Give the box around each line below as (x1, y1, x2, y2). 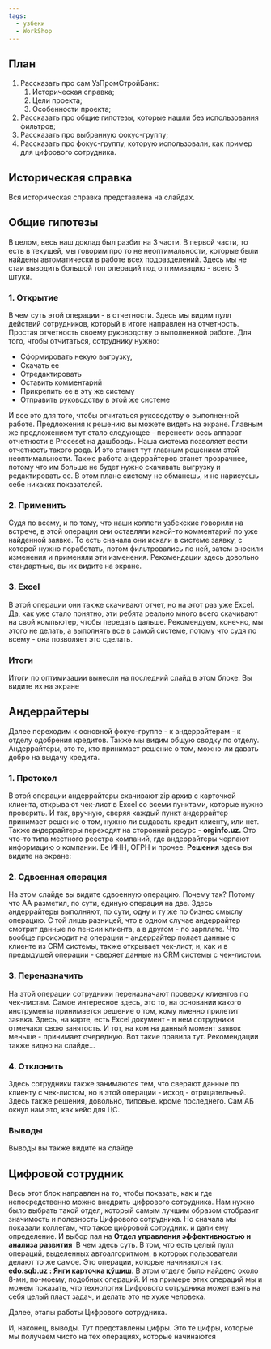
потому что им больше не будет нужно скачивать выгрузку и (8, 463, 221, 472)
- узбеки (15, 19, 45, 28)
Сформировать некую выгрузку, (19, 352, 133, 361)
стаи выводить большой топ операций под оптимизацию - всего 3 (8, 263, 239, 272)
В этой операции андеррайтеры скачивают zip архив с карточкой (8, 791, 236, 800)
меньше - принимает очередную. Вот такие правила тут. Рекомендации (8, 1031, 259, 1041)
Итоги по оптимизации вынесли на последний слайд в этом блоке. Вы (8, 673, 252, 682)
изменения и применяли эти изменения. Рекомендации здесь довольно (8, 553, 259, 562)
